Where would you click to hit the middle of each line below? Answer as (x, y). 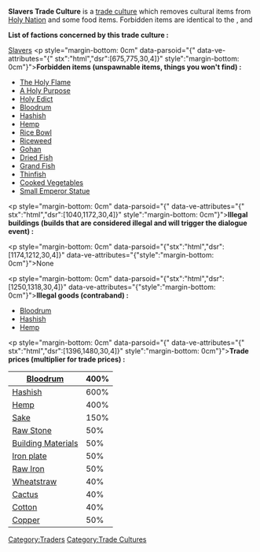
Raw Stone (32, 430)
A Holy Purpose (45, 91)
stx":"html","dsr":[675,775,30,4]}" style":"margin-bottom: (147, 59)
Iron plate (29, 456)
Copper (26, 520)
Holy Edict (36, 99)
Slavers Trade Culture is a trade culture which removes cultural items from (130, 11)
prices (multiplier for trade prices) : (67, 359)
